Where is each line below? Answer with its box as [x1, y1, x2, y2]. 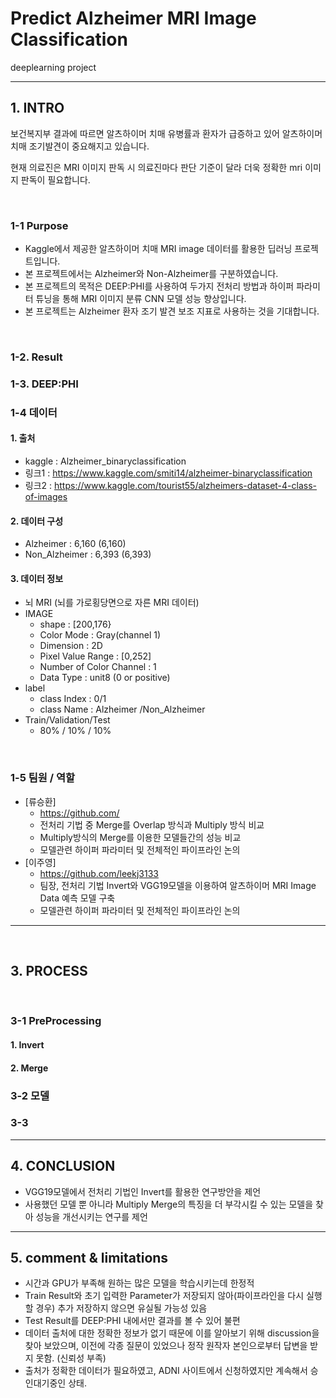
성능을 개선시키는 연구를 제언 [35, 1210, 148, 1222]
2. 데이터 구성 [10, 515, 64, 527]
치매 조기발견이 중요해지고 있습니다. [10, 140, 150, 152]
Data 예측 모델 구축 [39, 892, 116, 904]
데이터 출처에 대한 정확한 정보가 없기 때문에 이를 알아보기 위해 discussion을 [24, 1327, 320, 1339]
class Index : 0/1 [39, 693, 107, 705]
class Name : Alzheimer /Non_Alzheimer [39, 703, 206, 716]
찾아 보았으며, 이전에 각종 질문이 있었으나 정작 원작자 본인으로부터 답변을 [24, 1340, 308, 1352]
